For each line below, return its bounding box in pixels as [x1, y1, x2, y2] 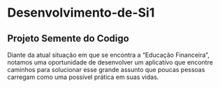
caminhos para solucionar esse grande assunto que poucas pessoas [7, 66, 205, 73]
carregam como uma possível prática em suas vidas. [7, 73, 159, 81]
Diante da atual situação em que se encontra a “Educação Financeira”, [7, 51, 210, 59]
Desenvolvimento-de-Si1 [7, 5, 155, 21]
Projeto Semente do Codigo [7, 33, 129, 44]
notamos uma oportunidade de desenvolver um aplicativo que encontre [7, 58, 213, 67]
